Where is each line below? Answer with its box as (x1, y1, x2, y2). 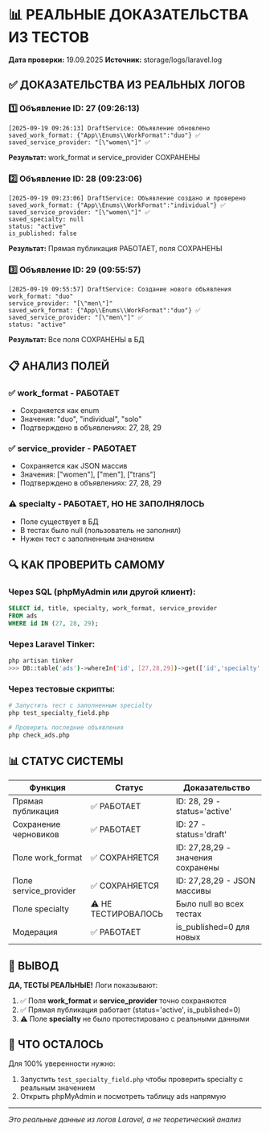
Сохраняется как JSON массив (19, 461, 128, 471)
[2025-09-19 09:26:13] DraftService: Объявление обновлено (8, 124, 211, 132)
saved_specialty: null (8, 215, 84, 223)
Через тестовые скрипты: (8, 683, 116, 694)
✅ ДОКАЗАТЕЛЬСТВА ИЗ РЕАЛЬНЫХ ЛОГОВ (8, 78, 246, 92)
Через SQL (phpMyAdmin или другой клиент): (8, 586, 196, 597)
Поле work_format (12, 852, 83, 863)
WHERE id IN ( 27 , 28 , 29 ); (8, 619, 99, 627)
